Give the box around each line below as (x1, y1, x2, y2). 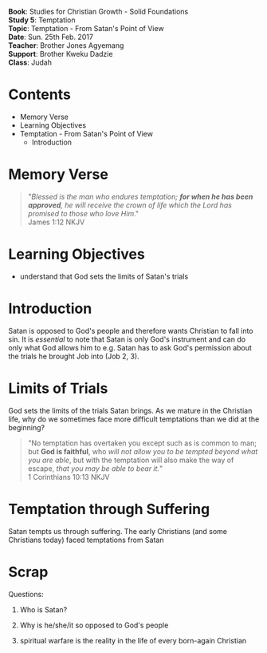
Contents (8, 85, 72, 104)
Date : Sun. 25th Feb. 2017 (8, 32, 94, 42)
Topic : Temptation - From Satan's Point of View (8, 24, 165, 33)
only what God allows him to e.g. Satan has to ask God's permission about (8, 342, 253, 352)
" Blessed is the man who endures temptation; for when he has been (27, 192, 253, 201)
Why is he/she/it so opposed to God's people (19, 620, 169, 630)
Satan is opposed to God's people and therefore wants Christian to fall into (8, 326, 253, 335)
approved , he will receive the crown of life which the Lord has (27, 200, 233, 210)
